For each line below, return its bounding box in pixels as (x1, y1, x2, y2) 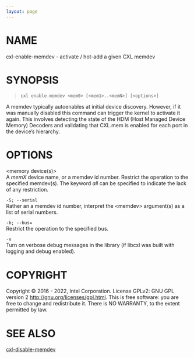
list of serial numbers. (6, 208, 58, 216)
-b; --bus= (6, 220, 33, 226)
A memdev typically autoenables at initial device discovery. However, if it (6, 103, 181, 110)
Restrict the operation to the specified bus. (6, 225, 109, 232)
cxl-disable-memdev (6, 346, 56, 353)
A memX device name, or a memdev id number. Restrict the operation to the (6, 173, 189, 181)
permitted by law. (6, 306, 48, 313)
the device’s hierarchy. (6, 128, 60, 135)
